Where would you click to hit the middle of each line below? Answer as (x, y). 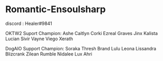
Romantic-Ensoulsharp (56, 9)
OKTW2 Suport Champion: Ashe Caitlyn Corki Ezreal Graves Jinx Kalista (81, 33)
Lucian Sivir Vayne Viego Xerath (39, 39)
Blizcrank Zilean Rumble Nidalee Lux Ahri (49, 54)
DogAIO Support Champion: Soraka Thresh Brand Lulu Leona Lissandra (81, 48)
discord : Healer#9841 (29, 23)
